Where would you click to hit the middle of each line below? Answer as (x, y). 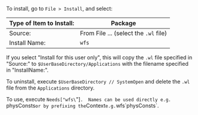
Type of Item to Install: (42, 23)
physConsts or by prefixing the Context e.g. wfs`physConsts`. (83, 106)
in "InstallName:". (27, 70)
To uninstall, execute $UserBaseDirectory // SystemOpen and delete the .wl (98, 82)
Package (123, 23)
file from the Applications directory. (50, 88)
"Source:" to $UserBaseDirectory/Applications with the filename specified (98, 64)
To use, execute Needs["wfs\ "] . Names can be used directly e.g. (89, 99)
